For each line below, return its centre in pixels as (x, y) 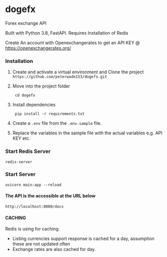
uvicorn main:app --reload (33, 185)
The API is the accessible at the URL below (50, 196)
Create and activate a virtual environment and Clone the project (78, 72)
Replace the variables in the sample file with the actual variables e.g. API (88, 133)
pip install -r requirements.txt (50, 114)
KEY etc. (21, 138)
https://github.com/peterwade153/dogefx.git (60, 77)
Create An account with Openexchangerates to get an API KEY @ (73, 42)
